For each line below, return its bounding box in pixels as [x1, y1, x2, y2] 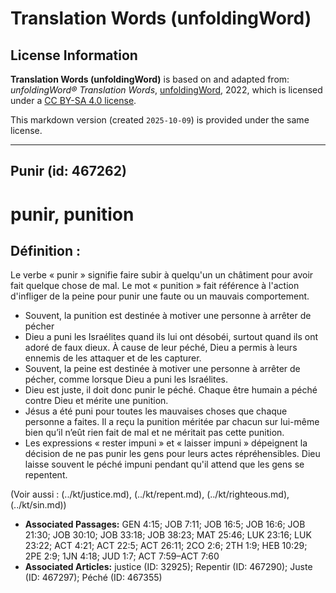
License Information [10, 47, 138, 64]
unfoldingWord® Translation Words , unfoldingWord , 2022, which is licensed [10, 84, 323, 96]
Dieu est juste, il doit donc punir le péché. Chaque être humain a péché [24, 384, 318, 396]
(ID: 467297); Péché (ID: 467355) [24, 572, 163, 584]
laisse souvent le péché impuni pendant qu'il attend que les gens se [24, 458, 305, 471]
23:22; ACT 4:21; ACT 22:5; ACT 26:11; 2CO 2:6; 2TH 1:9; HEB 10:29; [24, 540, 308, 552]
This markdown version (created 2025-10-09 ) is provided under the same [10, 114, 310, 126]
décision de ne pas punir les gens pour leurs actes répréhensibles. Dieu [24, 448, 321, 460]
